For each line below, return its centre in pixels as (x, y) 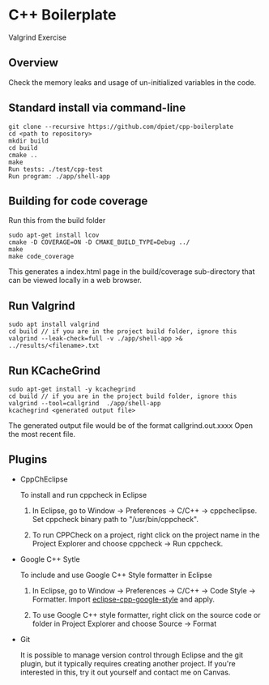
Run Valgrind (42, 306)
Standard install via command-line (97, 108)
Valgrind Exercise (38, 37)
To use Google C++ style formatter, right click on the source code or (146, 614)
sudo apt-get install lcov (54, 235)
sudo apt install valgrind (54, 325)
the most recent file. (42, 434)
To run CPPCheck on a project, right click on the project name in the (146, 535)
